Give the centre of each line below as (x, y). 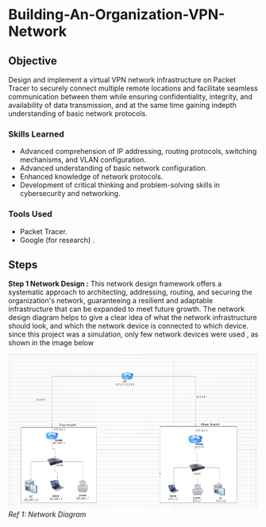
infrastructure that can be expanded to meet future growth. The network (126, 309)
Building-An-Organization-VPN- (117, 15)
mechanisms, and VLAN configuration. (83, 160)
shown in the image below (51, 343)
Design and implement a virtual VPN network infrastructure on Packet (122, 80)
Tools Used (31, 214)
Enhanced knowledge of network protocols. (91, 177)
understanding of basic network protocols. (78, 113)
